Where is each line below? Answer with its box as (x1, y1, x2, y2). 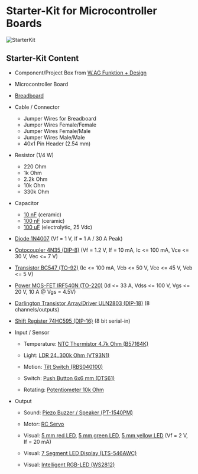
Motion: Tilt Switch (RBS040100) (23, 363, 103, 370)
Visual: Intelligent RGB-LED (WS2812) (23, 461, 115, 468)
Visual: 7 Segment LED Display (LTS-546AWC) (23, 449, 137, 456)
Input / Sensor (14, 329, 50, 336)
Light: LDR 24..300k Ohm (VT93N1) (23, 352, 110, 359)
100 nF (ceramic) (23, 217, 65, 224)
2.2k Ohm (23, 176, 48, 183)
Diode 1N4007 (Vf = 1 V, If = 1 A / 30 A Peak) (14, 235, 123, 242)
